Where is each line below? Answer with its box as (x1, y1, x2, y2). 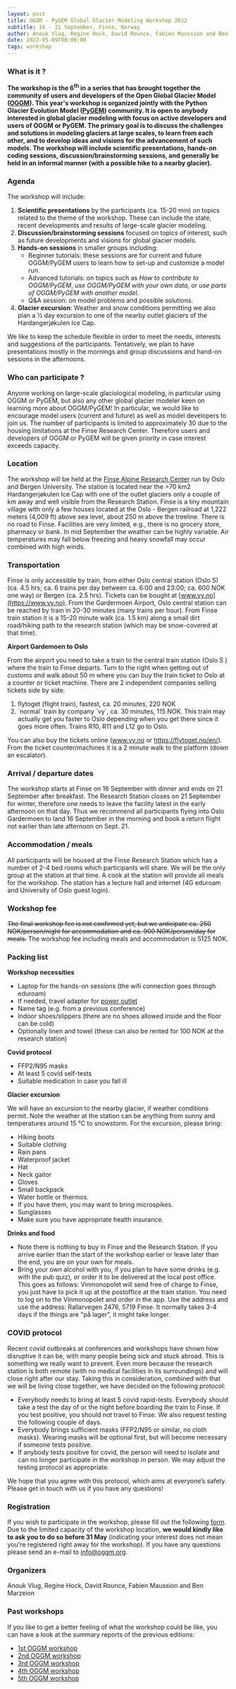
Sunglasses (17, 1208, 51, 1216)
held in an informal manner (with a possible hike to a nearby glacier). (7, 158, 213, 167)
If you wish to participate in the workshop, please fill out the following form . (7, 1517, 227, 1526)
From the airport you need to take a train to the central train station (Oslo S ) (7, 656, 228, 665)
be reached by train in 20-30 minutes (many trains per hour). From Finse (7, 606, 218, 615)
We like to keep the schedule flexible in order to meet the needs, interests (7, 333, 221, 341)
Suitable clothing (17, 1140, 67, 1149)
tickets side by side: (7, 686, 66, 694)
